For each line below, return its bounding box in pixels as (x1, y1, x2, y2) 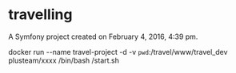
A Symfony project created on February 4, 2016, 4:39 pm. (8, 32, 198, 41)
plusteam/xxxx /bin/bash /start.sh (8, 56, 120, 65)
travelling (8, 6, 73, 24)
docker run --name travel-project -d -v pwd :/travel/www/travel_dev (8, 47, 228, 56)
